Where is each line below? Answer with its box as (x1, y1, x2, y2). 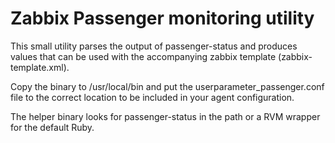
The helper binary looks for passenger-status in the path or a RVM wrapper (10, 110, 321, 122)
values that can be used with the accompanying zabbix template (10, 50, 277, 62)
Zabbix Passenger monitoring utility (10, 7, 315, 30)
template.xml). (10, 61, 70, 73)
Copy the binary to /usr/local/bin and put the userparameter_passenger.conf (10, 80, 325, 92)
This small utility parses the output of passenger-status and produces (10, 40, 298, 52)
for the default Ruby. (10, 121, 95, 133)
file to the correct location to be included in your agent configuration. (10, 91, 295, 103)
